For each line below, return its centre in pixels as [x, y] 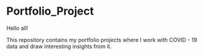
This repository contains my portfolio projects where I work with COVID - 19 [102, 40]
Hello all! [17, 28]
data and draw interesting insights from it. [59, 46]
